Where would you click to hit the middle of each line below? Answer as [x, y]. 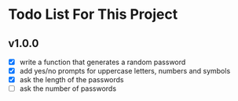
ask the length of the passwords [71, 80]
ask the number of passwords [68, 88]
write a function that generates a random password [103, 62]
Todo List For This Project [93, 14]
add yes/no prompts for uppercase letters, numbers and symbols [125, 71]
